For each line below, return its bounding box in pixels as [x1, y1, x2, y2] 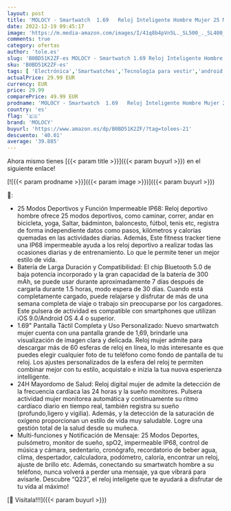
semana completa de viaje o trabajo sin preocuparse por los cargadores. [16, 300, 223, 308]
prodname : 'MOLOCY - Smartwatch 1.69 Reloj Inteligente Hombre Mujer [7, 100, 220, 107]
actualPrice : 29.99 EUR [7, 74, 76, 81]
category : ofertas [7, 42, 60, 49]
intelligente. [16, 373, 50, 381]
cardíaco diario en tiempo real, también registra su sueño [16, 402, 179, 410]
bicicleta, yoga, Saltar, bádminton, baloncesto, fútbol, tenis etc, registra [16, 219, 219, 227]
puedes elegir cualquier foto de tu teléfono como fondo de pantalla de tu [16, 351, 223, 359]
